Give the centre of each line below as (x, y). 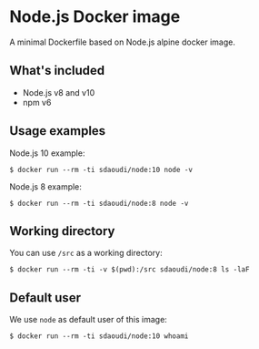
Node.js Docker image (95, 17)
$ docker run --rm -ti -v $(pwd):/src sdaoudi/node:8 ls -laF (129, 270)
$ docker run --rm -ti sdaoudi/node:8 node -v (99, 203)
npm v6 (37, 102)
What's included (57, 71)
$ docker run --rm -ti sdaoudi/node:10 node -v (101, 169)
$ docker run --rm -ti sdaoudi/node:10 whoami (99, 336)
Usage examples (58, 131)
